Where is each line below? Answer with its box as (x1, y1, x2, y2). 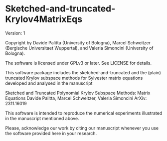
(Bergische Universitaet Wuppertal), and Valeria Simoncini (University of (5, 45, 154, 51)
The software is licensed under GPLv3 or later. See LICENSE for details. (5, 60, 152, 66)
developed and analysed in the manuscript (5, 80, 93, 86)
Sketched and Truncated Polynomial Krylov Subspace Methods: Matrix (5, 90, 151, 96)
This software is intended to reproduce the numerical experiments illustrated (5, 110, 163, 116)
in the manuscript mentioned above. (5, 115, 79, 121)
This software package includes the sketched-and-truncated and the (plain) (5, 69, 161, 75)
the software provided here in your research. (5, 130, 97, 136)
